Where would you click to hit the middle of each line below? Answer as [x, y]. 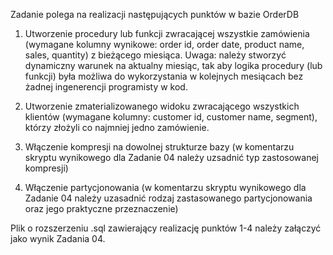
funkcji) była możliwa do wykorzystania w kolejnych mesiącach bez [164, 76]
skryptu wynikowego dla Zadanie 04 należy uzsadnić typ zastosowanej [171, 157]
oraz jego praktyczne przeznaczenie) [101, 208]
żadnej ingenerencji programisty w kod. [106, 87]
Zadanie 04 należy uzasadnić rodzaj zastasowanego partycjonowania [168, 198]
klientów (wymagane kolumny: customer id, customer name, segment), [171, 117]
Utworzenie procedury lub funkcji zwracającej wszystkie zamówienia [167, 33]
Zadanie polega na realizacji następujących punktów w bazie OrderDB [155, 14]
